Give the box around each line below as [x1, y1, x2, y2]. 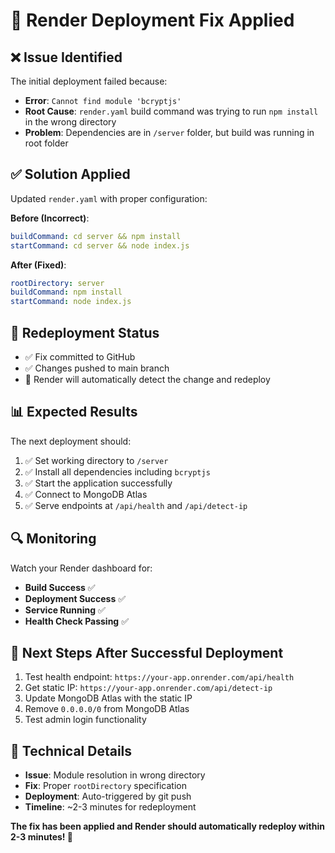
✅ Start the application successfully [24, 477, 173, 489]
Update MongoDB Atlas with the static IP [24, 692, 193, 704]
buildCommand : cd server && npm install [10, 231, 182, 241]
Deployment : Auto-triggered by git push [24, 790, 192, 803]
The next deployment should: [10, 435, 132, 447]
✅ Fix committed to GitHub [24, 351, 136, 363]
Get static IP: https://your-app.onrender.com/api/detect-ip [24, 682, 273, 694]
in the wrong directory [24, 116, 117, 128]
